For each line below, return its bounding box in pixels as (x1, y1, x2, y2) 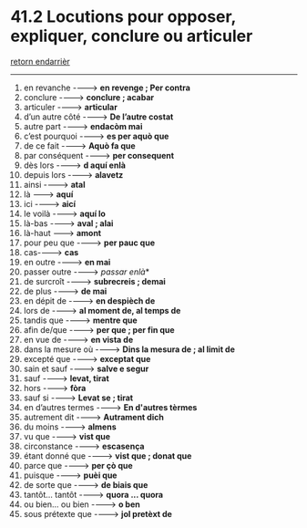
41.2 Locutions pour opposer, (10, 6, 236, 27)
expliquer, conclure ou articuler (10, 26, 253, 47)
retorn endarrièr (10, 56, 71, 67)
